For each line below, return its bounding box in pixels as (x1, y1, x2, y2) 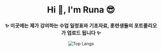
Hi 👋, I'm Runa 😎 (47, 4, 115, 15)
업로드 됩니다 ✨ (66, 30, 101, 37)
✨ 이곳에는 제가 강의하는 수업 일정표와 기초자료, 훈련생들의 (5, 23, 133, 29)
